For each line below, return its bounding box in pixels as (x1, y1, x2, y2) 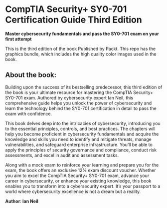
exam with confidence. (5, 110, 52, 116)
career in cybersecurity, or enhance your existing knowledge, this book (5, 177, 152, 183)
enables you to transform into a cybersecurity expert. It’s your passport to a (5, 183, 161, 189)
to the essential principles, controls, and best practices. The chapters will (5, 125, 156, 131)
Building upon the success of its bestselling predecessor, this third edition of (5, 84, 163, 90)
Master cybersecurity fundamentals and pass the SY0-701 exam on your (5, 30, 160, 36)
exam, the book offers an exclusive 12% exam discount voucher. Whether (5, 167, 156, 173)
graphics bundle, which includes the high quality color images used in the (5, 51, 157, 57)
